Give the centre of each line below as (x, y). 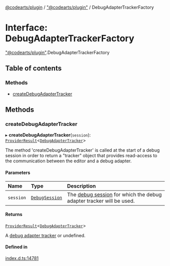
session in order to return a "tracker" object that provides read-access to (81, 156)
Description (81, 186)
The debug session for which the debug (114, 194)
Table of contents (33, 69)
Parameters (18, 172)
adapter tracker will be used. (101, 201)
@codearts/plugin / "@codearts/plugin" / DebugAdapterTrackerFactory (80, 7)
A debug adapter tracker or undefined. (46, 235)
